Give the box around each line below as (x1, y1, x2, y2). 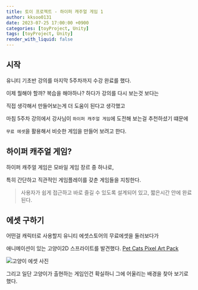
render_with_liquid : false (6, 36, 73, 42)
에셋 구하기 (6, 216, 45, 226)
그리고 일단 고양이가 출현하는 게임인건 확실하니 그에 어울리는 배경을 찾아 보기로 (6, 270, 189, 277)
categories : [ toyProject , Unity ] (6, 25, 89, 32)
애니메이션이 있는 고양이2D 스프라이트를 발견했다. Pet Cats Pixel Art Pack (6, 245, 179, 252)
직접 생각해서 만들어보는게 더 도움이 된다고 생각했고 (6, 102, 125, 109)
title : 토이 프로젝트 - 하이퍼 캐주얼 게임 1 (6, 8, 103, 15)
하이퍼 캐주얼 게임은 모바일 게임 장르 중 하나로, (6, 163, 114, 170)
